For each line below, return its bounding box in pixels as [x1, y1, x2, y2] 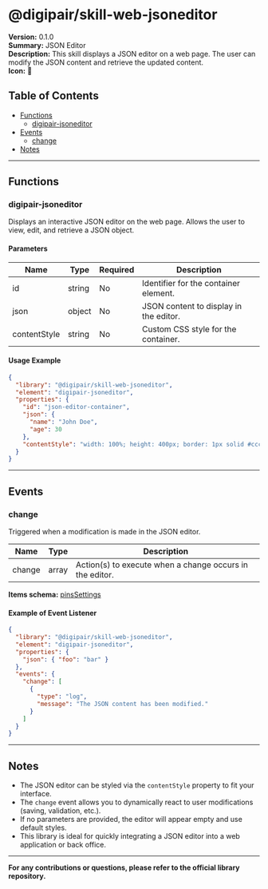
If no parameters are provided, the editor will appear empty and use [19, 815, 243, 824]
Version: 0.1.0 [8, 32, 54, 42]
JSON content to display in [142, 300, 242, 312]
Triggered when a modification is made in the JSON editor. [8, 527, 201, 537]
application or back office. [19, 840, 106, 850]
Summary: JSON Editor [8, 40, 86, 50]
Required [99, 264, 135, 275]
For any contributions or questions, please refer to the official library [8, 863, 241, 872]
